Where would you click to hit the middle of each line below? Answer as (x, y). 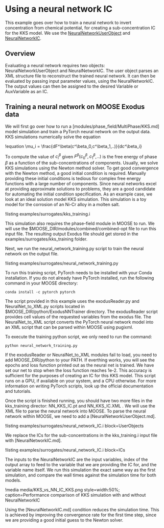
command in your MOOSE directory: (42, 283)
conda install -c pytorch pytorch (40, 292)
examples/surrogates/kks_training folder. (46, 239)
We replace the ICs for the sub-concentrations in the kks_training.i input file (81, 435)
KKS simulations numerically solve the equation (53, 137)
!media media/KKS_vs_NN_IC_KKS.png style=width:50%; (62, 490)
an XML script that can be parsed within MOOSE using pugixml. (69, 327)
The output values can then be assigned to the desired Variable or (72, 86)
